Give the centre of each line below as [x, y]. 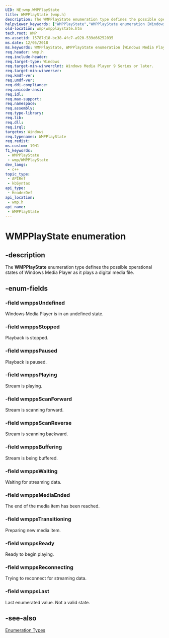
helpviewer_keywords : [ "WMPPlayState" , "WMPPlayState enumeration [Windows [85, 24]
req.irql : [16, 127]
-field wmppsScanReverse [38, 423]
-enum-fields [26, 288]
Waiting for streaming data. [33, 482]
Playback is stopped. [27, 338]
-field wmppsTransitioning [38, 519]
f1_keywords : [19, 151]
